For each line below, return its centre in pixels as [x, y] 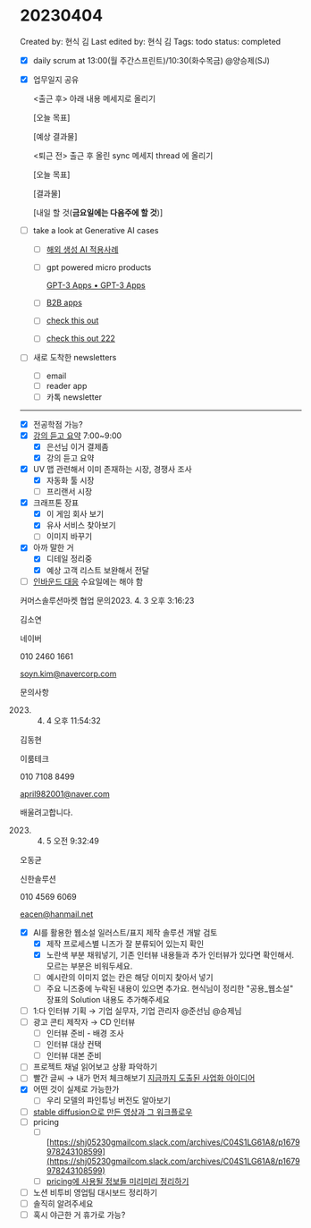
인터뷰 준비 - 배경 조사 [85, 1033]
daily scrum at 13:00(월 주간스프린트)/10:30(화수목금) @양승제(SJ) [151, 60]
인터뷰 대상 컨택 [74, 1045]
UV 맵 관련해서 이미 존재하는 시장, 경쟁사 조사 [112, 469]
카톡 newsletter [74, 397]
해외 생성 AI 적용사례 [82, 250]
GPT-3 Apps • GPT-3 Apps [96, 285]
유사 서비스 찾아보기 [81, 525]
